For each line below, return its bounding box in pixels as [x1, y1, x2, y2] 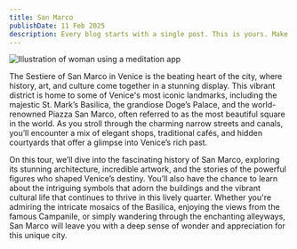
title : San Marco [9, 12, 74, 22]
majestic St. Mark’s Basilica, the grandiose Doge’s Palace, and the [9, 100, 251, 110]
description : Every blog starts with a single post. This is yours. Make [9, 29, 289, 38]
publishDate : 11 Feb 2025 [9, 21, 105, 30]
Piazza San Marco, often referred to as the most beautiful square [48, 108, 286, 120]
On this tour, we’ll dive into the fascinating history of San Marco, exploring [9, 155, 280, 165]
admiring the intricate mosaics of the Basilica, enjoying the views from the [9, 202, 280, 213]
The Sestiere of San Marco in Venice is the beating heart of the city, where [9, 71, 283, 82]
